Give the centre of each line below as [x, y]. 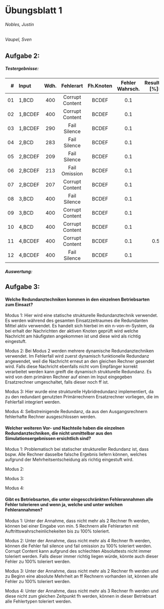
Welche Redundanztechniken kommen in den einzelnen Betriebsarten [77, 299]
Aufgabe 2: [22, 56]
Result [152, 82]
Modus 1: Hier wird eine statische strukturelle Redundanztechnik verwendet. [82, 316]
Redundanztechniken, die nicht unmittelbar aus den [59, 433]
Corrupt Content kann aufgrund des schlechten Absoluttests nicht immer [78, 551]
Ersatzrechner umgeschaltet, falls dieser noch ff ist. [57, 382]
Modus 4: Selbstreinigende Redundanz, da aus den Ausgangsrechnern [76, 412]
